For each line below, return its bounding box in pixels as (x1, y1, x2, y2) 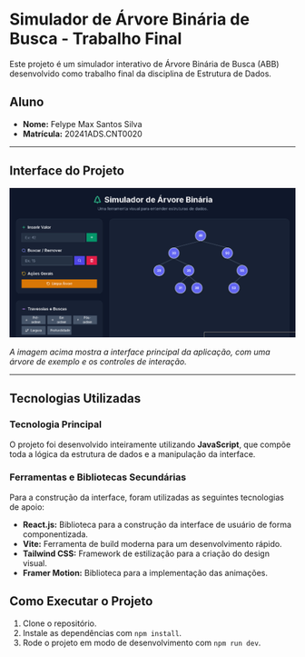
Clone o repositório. (22, 618, 97, 629)
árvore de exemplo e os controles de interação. (9, 355, 188, 367)
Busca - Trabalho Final (9, 28, 182, 49)
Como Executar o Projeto (9, 593, 153, 609)
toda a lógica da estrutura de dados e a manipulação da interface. (9, 448, 256, 459)
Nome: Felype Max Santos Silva (22, 118, 143, 129)
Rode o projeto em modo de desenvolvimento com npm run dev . (22, 637, 261, 648)
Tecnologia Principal (9, 418, 103, 431)
